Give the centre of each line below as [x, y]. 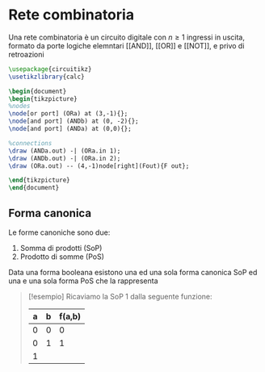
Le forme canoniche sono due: [59, 232]
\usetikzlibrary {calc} [46, 77]
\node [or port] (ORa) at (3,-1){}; [68, 114]
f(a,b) [70, 316]
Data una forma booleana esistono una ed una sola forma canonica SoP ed [133, 272]
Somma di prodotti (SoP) [61, 248]
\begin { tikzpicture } [43, 98]
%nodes [19, 107]
